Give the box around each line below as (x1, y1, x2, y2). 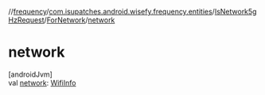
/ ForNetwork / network (44, 15, 115, 25)
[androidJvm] (8, 69, 53, 79)
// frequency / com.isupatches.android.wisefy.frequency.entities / (8, 7, 215, 16)
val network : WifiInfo (8, 77, 76, 87)
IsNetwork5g (214, 7, 257, 16)
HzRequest (8, 15, 45, 25)
